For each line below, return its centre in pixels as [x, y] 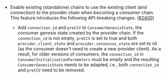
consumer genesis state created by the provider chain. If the [81, 33]
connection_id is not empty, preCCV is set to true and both [77, 38]
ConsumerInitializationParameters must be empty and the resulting [88, 59]
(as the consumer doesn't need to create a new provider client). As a [89, 49]
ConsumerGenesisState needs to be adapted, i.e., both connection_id [88, 65]
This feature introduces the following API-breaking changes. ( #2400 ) [82, 18]
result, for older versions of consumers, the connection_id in [81, 54]
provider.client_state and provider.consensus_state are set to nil [87, 43]
